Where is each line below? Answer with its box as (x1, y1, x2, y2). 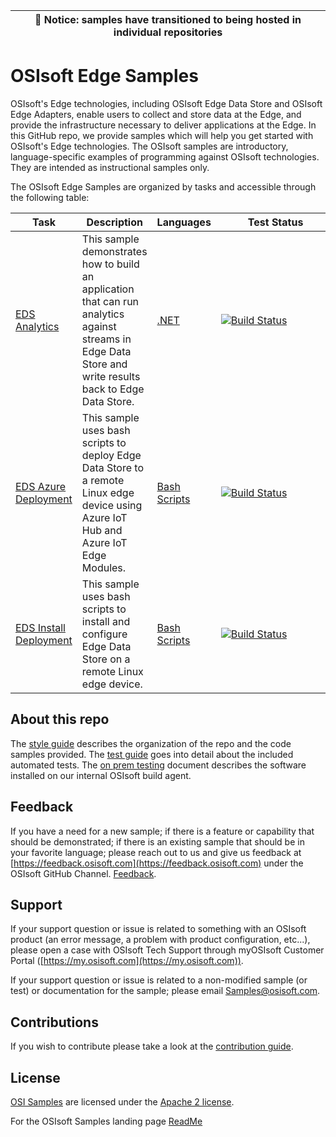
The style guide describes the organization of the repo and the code (10, 737, 292, 749)
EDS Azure (15, 479, 67, 493)
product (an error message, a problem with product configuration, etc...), (10, 934, 311, 946)
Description (86, 215, 143, 229)
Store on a (81, 652, 131, 666)
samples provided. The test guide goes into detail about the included (10, 748, 294, 760)
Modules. (81, 560, 127, 574)
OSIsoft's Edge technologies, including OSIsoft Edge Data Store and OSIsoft (10, 97, 323, 109)
